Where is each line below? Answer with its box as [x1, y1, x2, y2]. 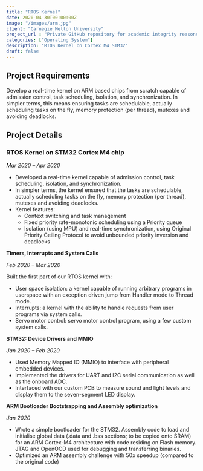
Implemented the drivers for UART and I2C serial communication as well [14, 372, 195, 379]
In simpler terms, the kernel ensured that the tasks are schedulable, [14, 186, 183, 194]
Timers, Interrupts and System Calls [6, 249, 99, 257]
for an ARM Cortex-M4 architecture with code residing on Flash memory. [14, 439, 197, 446]
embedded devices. [14, 365, 65, 372]
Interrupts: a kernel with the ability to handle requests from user [14, 304, 174, 312]
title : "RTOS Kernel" [6, 8, 61, 15]
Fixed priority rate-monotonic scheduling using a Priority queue [24, 219, 182, 226]
